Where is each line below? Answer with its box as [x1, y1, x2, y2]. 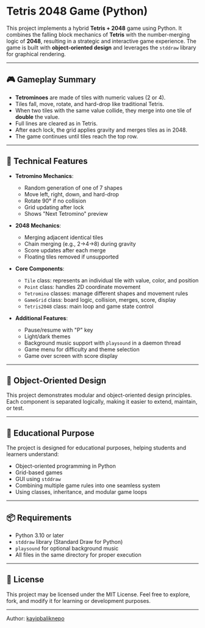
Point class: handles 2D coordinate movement [24, 283, 141, 290]
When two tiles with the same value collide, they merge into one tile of [15, 107, 192, 114]
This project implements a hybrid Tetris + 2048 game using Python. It [6, 24, 182, 32]
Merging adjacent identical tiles [24, 234, 104, 241]
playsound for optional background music [15, 544, 119, 552]
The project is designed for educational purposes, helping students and [6, 444, 186, 452]
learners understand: [6, 451, 59, 458]
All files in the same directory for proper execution [15, 551, 142, 558]
